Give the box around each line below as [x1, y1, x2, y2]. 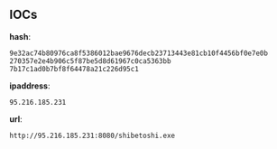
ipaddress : [9, 80, 51, 91]
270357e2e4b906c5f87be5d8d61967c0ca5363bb [9, 56, 171, 66]
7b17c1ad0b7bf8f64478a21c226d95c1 [9, 64, 140, 73]
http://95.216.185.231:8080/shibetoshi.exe [9, 131, 176, 140]
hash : [9, 31, 32, 42]
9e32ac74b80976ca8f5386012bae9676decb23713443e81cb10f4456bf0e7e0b [9, 49, 269, 58]
